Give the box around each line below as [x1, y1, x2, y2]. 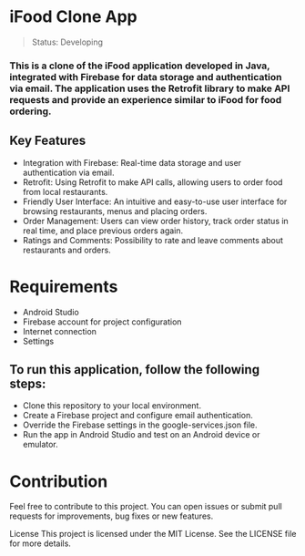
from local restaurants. [22, 186, 108, 197]
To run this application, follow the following [9, 362, 260, 377]
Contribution [9, 471, 108, 491]
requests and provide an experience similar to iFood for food [9, 93, 282, 106]
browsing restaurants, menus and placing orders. [22, 205, 208, 216]
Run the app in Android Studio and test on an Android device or [22, 429, 260, 440]
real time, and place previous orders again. [22, 225, 184, 236]
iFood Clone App [9, 6, 138, 27]
